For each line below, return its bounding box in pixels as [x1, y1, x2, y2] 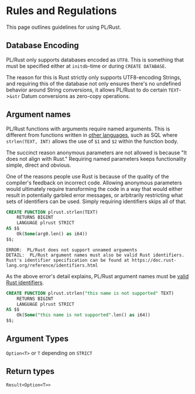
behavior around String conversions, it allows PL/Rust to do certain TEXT [6, 86, 179, 93]
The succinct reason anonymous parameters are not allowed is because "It [6, 149, 187, 156]
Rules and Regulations [6, 4, 117, 18]
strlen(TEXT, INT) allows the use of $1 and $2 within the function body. [6, 137, 179, 144]
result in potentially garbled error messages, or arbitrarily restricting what [6, 191, 183, 198]
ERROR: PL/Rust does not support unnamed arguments [6, 247, 138, 253]
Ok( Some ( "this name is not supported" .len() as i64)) [16, 312, 150, 318]
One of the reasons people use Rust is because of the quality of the [6, 173, 169, 180]
